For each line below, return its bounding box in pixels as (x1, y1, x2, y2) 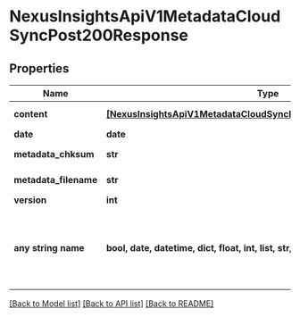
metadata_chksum (13, 148, 95, 160)
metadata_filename (13, 174, 98, 186)
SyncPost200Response (9, 25, 189, 46)
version (13, 194, 47, 206)
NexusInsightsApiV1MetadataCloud (9, 6, 281, 27)
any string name (13, 242, 85, 254)
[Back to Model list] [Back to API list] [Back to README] (9, 298, 214, 309)
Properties (9, 61, 70, 76)
